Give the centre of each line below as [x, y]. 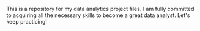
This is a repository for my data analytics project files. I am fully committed [100, 9]
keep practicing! [27, 22]
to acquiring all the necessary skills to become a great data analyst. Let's [98, 15]
